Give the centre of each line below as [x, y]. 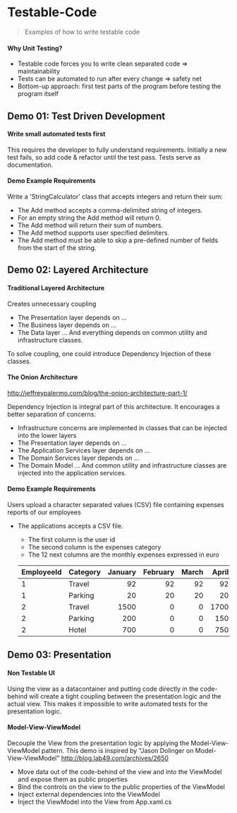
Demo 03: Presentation [59, 655]
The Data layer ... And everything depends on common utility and [112, 332]
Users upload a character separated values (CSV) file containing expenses [116, 504]
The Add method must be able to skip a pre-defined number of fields [118, 240]
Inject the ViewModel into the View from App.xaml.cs [95, 802]
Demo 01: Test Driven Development [86, 116]
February [159, 571]
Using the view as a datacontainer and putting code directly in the [103, 689]
